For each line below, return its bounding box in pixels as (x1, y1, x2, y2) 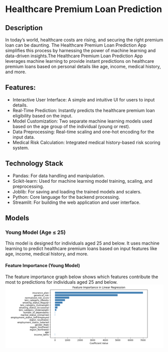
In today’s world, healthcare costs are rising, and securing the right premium (5, 37, 163, 43)
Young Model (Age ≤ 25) (5, 228, 66, 236)
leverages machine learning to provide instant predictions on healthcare (5, 58, 154, 64)
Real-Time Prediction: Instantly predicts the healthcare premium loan (12, 107, 155, 113)
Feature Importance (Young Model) (5, 262, 80, 268)
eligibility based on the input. (12, 112, 73, 119)
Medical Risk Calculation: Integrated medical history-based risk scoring (12, 139, 161, 145)
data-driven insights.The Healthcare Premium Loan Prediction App (5, 53, 143, 59)
